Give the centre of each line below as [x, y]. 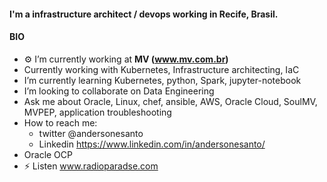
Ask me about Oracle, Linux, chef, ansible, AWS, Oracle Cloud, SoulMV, [170, 101]
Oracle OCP [48, 154]
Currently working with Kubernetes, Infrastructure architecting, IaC [161, 69]
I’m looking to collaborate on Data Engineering [119, 91]
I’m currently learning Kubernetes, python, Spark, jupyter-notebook [162, 80]
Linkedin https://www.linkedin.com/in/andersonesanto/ [152, 144]
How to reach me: [60, 122]
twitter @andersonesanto [91, 133]
